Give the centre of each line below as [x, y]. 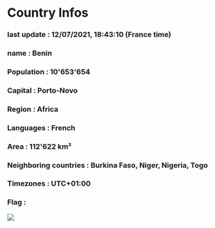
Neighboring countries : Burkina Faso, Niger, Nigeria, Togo [108, 165]
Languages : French [41, 128]
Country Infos [48, 13]
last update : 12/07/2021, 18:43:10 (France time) [89, 35]
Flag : [17, 202]
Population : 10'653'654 [49, 72]
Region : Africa [33, 109]
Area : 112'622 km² [40, 146]
